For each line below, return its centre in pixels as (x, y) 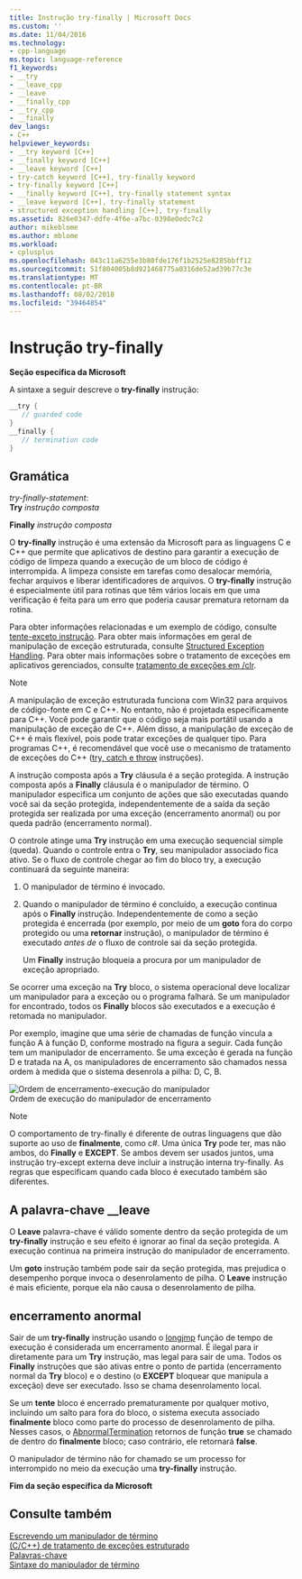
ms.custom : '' (36, 26)
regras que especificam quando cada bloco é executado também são (138, 1172)
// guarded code (52, 415)
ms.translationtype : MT (54, 278)
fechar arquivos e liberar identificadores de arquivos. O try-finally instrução (151, 581)
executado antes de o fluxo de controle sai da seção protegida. (140, 942)
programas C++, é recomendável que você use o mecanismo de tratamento (150, 748)
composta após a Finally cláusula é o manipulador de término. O (129, 785)
